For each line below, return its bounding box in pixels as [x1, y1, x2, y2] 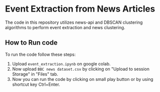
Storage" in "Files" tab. [12, 71, 58, 77]
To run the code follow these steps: [5, 51, 76, 57]
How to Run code [5, 39, 58, 47]
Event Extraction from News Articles [5, 3, 156, 15]
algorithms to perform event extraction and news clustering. [5, 24, 125, 30]
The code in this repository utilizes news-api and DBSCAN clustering [5, 19, 143, 25]
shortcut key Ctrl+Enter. [12, 81, 60, 87]
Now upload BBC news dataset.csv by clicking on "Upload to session [12, 66, 150, 72]
